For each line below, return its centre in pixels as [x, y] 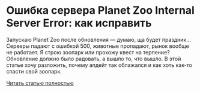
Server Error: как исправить [79, 23]
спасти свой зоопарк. [34, 71]
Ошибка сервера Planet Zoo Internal [101, 10]
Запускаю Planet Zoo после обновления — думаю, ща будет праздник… [98, 39]
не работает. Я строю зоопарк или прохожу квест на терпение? [88, 52]
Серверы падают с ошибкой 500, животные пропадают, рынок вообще [98, 46]
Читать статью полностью [40, 83]
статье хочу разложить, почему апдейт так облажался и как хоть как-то [99, 65]
